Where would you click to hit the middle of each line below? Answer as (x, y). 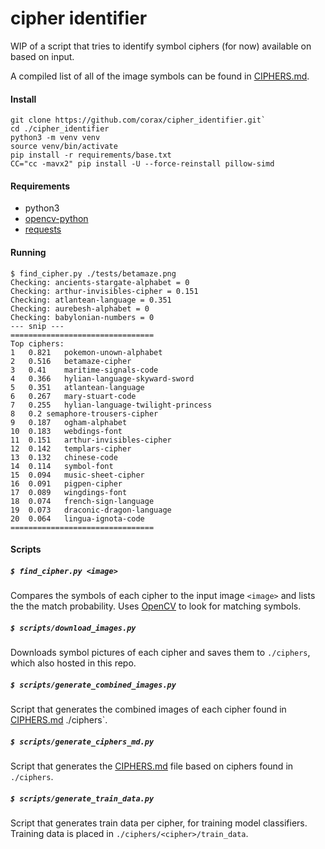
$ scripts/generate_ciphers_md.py (82, 742)
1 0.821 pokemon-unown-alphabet (86, 352)
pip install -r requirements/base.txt (91, 155)
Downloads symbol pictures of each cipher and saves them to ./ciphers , (160, 653)
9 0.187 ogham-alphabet (69, 422)
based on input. (42, 56)
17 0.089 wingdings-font (69, 492)
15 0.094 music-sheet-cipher (77, 475)
